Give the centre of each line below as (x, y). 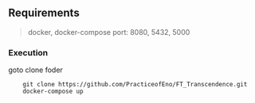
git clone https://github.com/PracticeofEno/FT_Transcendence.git (135, 85)
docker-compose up (53, 92)
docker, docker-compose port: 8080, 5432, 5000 (109, 32)
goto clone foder (36, 70)
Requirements (44, 13)
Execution (28, 52)
